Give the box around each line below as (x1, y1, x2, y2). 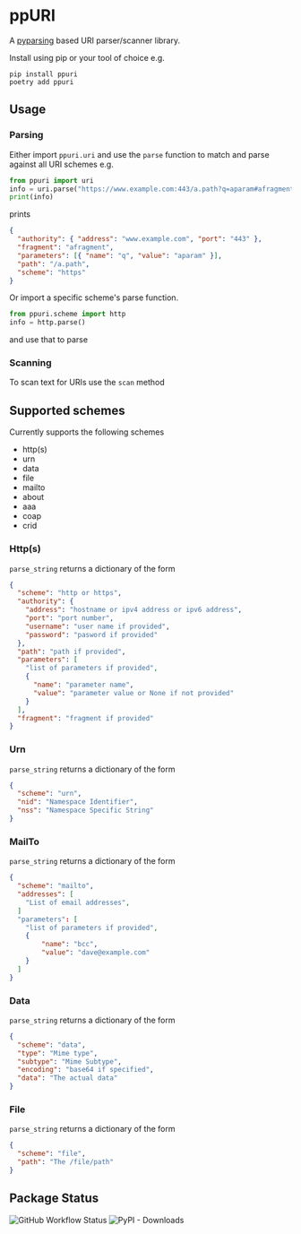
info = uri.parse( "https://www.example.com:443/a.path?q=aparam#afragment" (9, 185, 298, 194)
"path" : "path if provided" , (17, 647, 126, 656)
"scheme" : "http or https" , (17, 589, 123, 598)
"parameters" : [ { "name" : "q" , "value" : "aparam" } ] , (17, 251, 222, 260)
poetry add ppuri (9, 77, 74, 86)
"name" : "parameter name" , (32, 680, 134, 690)
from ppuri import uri (9, 176, 94, 185)
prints (9, 209, 31, 220)
